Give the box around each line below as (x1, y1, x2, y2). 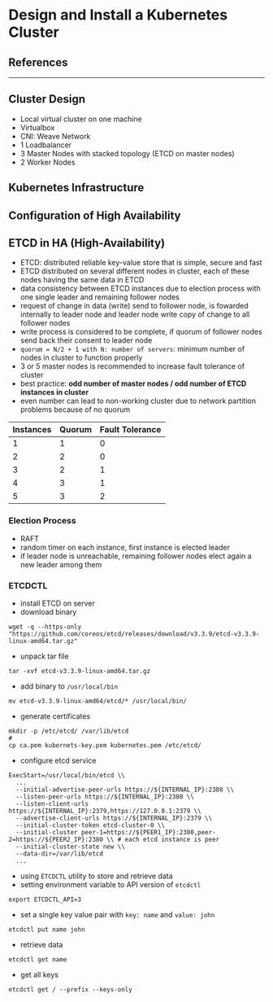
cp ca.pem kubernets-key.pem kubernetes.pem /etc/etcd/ (8, 742, 201, 750)
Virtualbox (19, 122, 55, 132)
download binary (19, 607, 77, 616)
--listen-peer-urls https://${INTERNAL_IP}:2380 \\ (15, 793, 195, 801)
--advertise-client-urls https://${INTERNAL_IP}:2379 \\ (15, 814, 213, 822)
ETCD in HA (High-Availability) (8, 236, 166, 250)
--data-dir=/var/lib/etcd (15, 850, 104, 858)
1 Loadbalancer (19, 140, 71, 150)
